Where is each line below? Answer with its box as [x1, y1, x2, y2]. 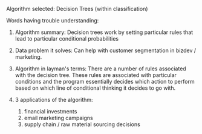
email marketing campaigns [24, 115, 93, 121]
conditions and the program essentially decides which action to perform [15, 78, 195, 85]
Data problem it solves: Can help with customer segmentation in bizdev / [15, 47, 197, 54]
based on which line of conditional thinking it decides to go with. [15, 84, 176, 92]
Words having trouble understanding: [6, 17, 99, 24]
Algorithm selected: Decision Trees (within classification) [6, 5, 148, 12]
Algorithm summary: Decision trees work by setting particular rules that [15, 28, 194, 36]
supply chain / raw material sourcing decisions [24, 121, 140, 128]
